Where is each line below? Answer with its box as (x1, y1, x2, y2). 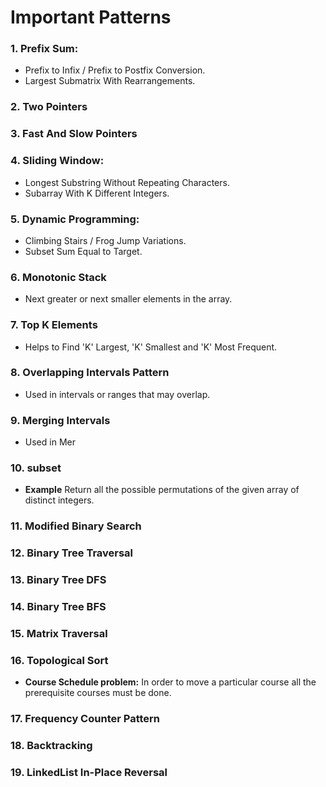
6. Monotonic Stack (10, 270, 107, 284)
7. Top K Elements (10, 318, 98, 332)
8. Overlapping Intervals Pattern (10, 366, 170, 380)
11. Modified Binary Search (10, 519, 142, 533)
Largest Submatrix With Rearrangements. (24, 75, 196, 87)
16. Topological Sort (10, 653, 109, 667)
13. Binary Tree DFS (10, 573, 107, 587)
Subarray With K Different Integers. (24, 187, 170, 199)
